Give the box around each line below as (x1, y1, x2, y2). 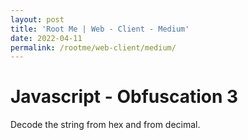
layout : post (10, 14, 65, 25)
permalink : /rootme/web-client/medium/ (10, 42, 177, 53)
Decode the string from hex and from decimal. (10, 119, 201, 131)
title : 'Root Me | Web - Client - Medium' (10, 24, 190, 34)
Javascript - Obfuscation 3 (10, 86, 239, 108)
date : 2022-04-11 (10, 33, 83, 43)
